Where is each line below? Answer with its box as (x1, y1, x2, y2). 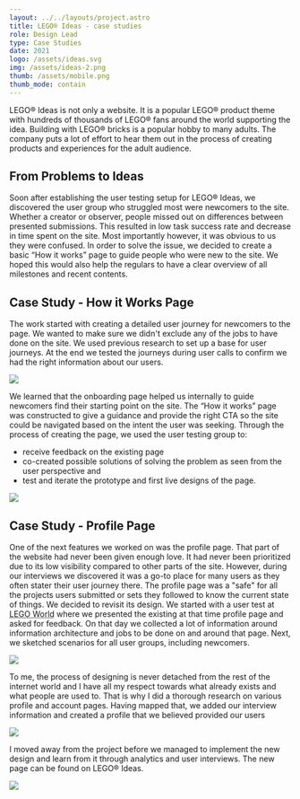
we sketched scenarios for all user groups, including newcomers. (9, 637, 251, 648)
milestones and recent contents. (9, 268, 128, 279)
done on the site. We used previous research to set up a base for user (9, 338, 267, 348)
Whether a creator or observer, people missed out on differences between (9, 212, 284, 223)
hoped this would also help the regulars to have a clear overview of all (9, 259, 268, 270)
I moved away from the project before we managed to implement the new (9, 744, 280, 755)
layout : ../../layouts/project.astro (9, 13, 150, 22)
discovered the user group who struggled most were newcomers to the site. (9, 202, 289, 213)
